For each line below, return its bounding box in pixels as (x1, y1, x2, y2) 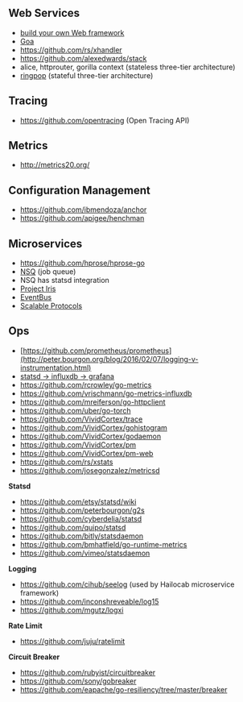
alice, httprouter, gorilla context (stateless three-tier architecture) (19, 62, 236, 72)
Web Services (8, 6, 80, 20)
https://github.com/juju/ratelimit (19, 636, 126, 646)
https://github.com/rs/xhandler (19, 44, 122, 55)
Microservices (8, 237, 83, 251)
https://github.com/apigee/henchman (19, 214, 145, 223)
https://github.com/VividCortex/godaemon (19, 431, 162, 441)
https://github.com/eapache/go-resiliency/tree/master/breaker (19, 684, 228, 694)
